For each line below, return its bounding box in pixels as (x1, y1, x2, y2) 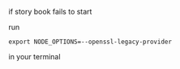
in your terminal (8, 52, 61, 61)
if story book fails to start (8, 7, 92, 16)
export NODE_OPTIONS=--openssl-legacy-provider (8, 38, 173, 46)
